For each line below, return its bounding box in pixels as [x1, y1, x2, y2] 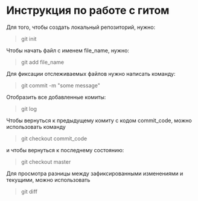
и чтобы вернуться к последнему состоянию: [6, 146, 124, 153]
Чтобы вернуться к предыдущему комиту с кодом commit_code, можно [6, 117, 192, 124]
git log [21, 105, 37, 112]
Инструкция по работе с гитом [6, 4, 170, 17]
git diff [21, 188, 38, 195]
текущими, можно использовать [6, 176, 91, 184]
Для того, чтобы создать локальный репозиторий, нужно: [6, 23, 156, 31]
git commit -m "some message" [21, 82, 101, 89]
